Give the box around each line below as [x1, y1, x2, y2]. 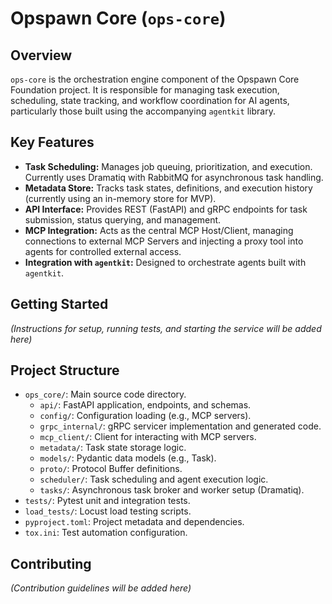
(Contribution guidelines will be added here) [10, 582, 192, 594]
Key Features [10, 134, 95, 151]
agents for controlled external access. [24, 245, 182, 257]
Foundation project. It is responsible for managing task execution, [10, 84, 280, 96]
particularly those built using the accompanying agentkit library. [10, 105, 276, 117]
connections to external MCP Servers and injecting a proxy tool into [24, 235, 304, 247]
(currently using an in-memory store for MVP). [24, 192, 217, 204]
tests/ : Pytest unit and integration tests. [24, 495, 191, 507]
